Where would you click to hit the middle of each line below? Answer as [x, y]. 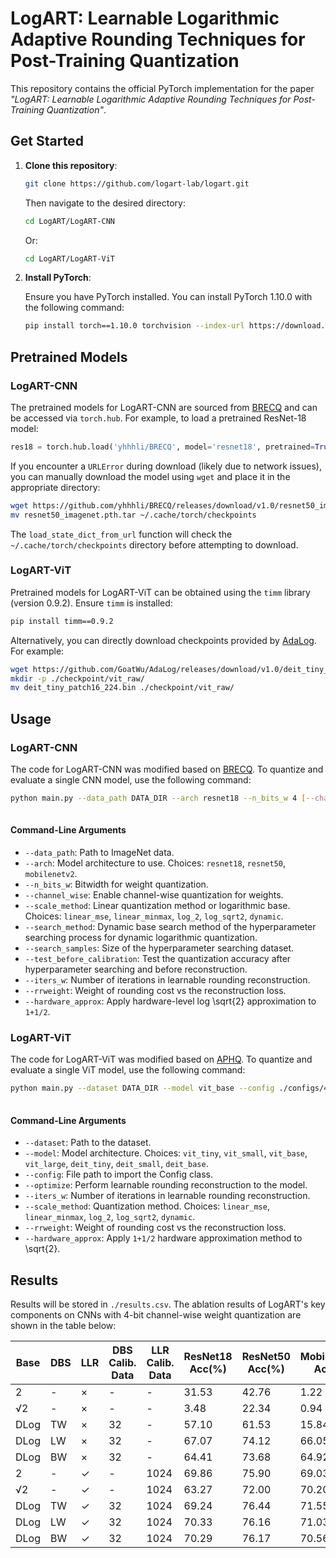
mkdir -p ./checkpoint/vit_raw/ [77, 678]
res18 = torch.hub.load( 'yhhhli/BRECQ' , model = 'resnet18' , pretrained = [162, 447]
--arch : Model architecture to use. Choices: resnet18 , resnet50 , [155, 863]
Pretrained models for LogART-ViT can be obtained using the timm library [160, 592]
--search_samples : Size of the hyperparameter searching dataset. [159, 948]
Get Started [47, 141]
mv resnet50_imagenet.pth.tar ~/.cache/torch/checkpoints [133, 515]
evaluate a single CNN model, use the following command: [131, 780]
